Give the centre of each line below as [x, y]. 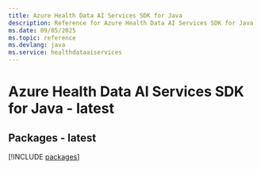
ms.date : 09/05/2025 [42, 30]
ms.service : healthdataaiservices [65, 52]
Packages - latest [52, 138]
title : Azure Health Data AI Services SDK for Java [95, 15]
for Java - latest [61, 109]
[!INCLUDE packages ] [44, 157]
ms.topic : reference [42, 38]
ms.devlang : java [37, 45]
